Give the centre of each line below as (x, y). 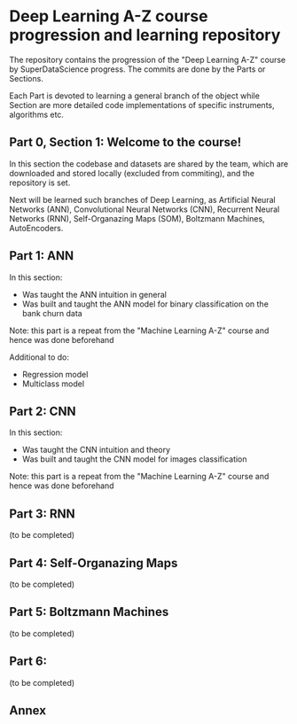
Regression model (55, 374)
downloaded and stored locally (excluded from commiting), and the (132, 173)
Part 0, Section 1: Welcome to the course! (125, 142)
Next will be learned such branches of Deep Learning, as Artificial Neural (143, 199)
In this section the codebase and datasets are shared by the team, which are (149, 163)
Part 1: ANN (41, 256)
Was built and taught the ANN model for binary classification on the (145, 304)
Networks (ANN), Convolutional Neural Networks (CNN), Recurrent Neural (145, 209)
